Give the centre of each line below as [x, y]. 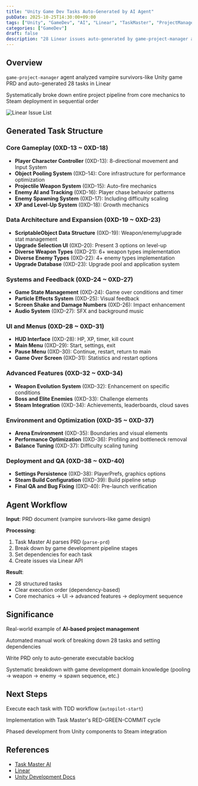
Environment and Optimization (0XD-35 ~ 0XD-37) [80, 420]
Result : [15, 572]
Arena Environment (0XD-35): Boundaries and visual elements [91, 433]
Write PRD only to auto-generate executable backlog [70, 658]
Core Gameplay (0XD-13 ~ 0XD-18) [57, 148]
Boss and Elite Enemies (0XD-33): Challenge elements [81, 398]
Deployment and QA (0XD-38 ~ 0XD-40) [65, 461]
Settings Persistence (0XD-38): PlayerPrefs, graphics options [90, 474]
